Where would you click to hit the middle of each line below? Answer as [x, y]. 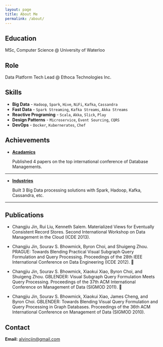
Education [21, 38]
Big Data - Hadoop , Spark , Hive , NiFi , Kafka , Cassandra [65, 104]
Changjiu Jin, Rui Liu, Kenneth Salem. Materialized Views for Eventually [83, 227]
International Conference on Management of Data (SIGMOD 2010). [79, 312]
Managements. [27, 167]
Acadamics [24, 152]
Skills [13, 92]
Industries [23, 180]
